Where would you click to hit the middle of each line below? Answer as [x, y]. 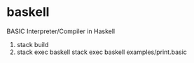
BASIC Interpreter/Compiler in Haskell [61, 31]
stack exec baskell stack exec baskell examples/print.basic [102, 52]
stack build [33, 44]
